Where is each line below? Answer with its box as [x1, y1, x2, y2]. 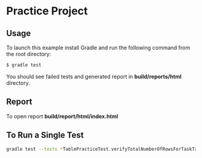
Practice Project [6, 4, 88, 18]
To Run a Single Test [6, 130, 84, 141]
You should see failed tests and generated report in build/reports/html [6, 73, 182, 80]
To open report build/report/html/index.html [6, 112, 118, 120]
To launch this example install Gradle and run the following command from [6, 44, 191, 51]
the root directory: [6, 50, 51, 58]
